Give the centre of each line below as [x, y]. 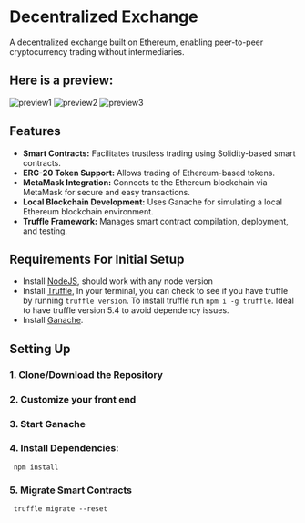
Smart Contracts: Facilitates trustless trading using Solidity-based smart [159, 153]
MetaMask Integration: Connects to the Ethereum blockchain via [145, 182]
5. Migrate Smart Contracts [71, 490]
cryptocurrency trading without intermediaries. [97, 51]
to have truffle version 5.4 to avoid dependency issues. [126, 310]
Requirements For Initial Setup [97, 259]
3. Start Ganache [48, 424]
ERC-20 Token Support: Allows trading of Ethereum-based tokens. [149, 173]
